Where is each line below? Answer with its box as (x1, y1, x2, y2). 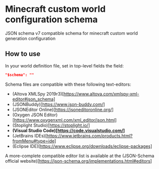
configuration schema (5, 14, 98, 25)
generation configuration (5, 35, 56, 41)
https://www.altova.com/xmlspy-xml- (63, 91, 139, 97)
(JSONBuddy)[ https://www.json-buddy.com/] (12, 101, 105, 107)
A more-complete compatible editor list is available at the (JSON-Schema (5, 153, 155, 159)
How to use (5, 50, 40, 58)
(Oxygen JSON (12, 112, 43, 118)
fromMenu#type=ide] (12, 138, 56, 144)
